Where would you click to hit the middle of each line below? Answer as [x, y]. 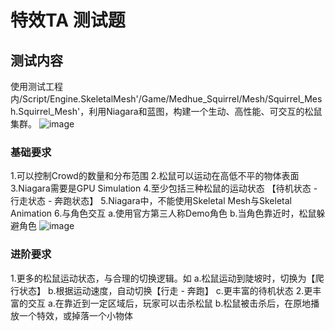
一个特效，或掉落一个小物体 [75, 315]
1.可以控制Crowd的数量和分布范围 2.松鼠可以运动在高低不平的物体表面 [155, 176]
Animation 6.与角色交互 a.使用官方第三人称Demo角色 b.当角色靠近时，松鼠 [163, 213]
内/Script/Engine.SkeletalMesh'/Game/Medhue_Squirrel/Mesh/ [139, 99]
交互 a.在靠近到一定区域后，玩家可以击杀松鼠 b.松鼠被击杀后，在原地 [169, 303]
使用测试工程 [36, 86]
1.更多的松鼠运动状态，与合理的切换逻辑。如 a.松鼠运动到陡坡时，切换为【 [163, 278]
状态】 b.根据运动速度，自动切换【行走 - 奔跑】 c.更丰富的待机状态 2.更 [165, 290]
